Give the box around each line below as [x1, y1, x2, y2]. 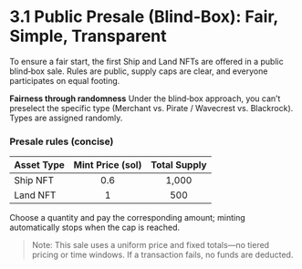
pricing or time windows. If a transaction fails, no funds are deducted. [31, 249, 294, 261]
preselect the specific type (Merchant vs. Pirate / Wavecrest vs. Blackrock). [9, 102, 294, 113]
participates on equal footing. [9, 75, 120, 86]
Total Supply [150, 159, 207, 171]
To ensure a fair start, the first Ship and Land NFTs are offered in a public [9, 56, 285, 67]
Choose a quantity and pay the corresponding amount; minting [9, 212, 245, 223]
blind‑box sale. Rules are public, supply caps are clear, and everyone [9, 66, 268, 77]
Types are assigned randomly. [9, 112, 123, 123]
